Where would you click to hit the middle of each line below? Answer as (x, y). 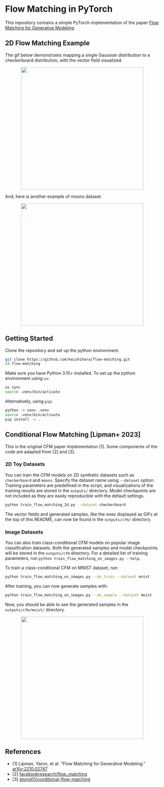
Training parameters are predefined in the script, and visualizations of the (79, 485)
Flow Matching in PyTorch (59, 9)
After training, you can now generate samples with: (57, 586)
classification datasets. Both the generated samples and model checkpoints (82, 548)
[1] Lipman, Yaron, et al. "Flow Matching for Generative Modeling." (79, 763)
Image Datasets (24, 532)
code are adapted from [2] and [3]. (40, 452)
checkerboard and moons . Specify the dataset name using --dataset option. (80, 480)
